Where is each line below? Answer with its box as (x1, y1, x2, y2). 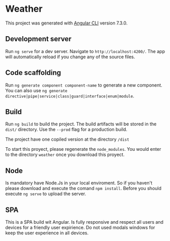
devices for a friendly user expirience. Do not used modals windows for (5, 225, 155, 230)
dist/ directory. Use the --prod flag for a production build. (5, 126, 127, 132)
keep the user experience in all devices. (5, 230, 89, 236)
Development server (5, 35, 72, 43)
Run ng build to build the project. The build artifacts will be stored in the (5, 121, 157, 127)
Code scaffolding (5, 68, 61, 77)
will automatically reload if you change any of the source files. (5, 53, 135, 60)
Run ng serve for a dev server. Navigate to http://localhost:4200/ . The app (5, 48, 165, 54)
